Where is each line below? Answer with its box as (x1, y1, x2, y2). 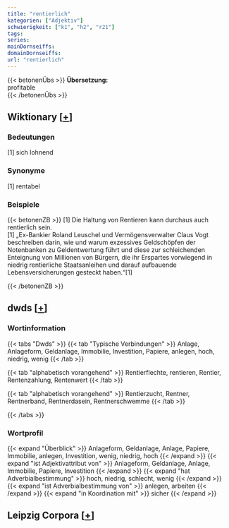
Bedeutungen (7, 132, 55, 142)
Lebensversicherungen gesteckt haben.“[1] (7, 268, 132, 277)
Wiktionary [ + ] (7, 111, 73, 124)
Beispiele (7, 199, 40, 209)
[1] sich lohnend (7, 148, 54, 157)
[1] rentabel (7, 181, 40, 191)
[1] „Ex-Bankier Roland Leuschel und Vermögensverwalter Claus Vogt (7, 231, 209, 239)
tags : (7, 30, 23, 37)
